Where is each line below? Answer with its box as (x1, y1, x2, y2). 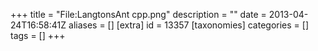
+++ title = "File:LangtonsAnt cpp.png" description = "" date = (10, 9, 267, 20)
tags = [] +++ (10, 30, 66, 41)
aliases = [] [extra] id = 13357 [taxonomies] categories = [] (68, 19, 310, 31)
